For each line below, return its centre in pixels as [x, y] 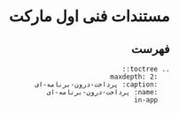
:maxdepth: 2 [134, 77]
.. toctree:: [146, 69]
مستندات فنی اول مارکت [89, 16]
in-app [146, 100]
